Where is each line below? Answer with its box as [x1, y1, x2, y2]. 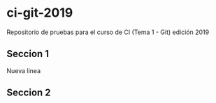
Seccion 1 [6, 48, 50, 60]
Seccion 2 [6, 87, 51, 99]
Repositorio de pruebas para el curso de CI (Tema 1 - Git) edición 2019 [6, 28, 210, 36]
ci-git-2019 [6, 5, 73, 21]
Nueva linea [6, 66, 41, 74]
